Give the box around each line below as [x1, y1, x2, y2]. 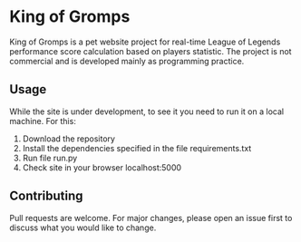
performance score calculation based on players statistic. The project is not [9, 45, 292, 56]
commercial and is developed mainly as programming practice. [9, 55, 245, 66]
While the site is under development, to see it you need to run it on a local [9, 106, 284, 117]
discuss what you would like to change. [9, 222, 157, 233]
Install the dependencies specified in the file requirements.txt [22, 142, 252, 153]
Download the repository [22, 133, 116, 144]
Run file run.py [22, 152, 78, 163]
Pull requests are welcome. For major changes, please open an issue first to [9, 212, 293, 223]
